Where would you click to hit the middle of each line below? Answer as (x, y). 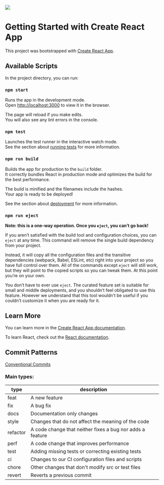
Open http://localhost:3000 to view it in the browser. (58, 105)
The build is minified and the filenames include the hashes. (64, 189)
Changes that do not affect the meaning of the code (90, 421)
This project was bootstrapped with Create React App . (60, 51)
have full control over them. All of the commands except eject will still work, (82, 265)
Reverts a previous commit (61, 475)
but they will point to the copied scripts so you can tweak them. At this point (81, 270)
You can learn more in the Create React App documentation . (66, 327)
